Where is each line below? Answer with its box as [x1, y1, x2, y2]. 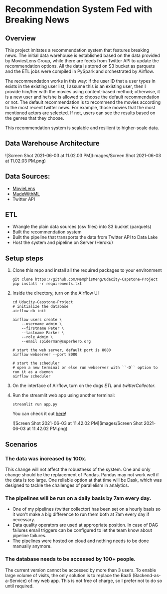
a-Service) [5, 578, 27, 584]
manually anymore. [12, 543, 52, 549]
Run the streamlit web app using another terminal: [12, 393, 115, 398]
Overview [5, 34, 36, 42]
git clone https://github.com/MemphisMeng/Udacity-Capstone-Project [12, 277, 158, 282]
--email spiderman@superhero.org [21, 339, 91, 344]
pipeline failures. [12, 533, 47, 539]
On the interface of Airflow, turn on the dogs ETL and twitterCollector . [12, 383, 156, 389]
